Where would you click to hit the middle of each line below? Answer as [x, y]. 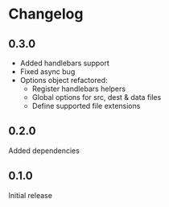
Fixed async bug [47, 72]
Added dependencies [44, 151]
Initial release [30, 195]
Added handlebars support [65, 63]
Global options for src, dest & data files [97, 97]
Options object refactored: [64, 80]
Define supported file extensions [86, 106]
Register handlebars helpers [79, 89]
